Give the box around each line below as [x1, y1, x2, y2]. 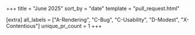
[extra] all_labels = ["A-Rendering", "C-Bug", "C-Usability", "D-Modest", [6, 16, 180, 23]
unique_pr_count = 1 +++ [41, 23, 102, 29]
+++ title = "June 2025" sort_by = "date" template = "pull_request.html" [6, 5, 180, 12]
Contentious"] [6, 23, 40, 29]
